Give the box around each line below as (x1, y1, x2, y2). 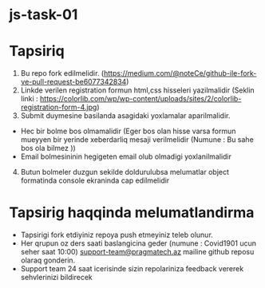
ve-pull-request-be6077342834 (20, 77, 127, 87)
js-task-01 (9, 6, 78, 24)
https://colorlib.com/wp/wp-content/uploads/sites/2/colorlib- (39, 94, 242, 104)
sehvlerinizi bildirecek (20, 273, 93, 282)
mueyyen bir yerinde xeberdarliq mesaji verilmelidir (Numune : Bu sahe (20, 135, 254, 144)
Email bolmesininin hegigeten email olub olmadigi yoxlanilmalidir (20, 152, 232, 161)
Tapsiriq (9, 42, 65, 61)
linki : (20, 94, 38, 104)
